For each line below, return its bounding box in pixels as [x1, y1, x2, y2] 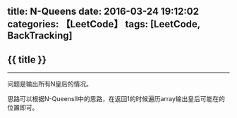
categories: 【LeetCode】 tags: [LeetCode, [7, 18, 201, 30]
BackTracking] [7, 29, 73, 41]
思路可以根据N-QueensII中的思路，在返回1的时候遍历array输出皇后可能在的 [7, 95, 226, 103]
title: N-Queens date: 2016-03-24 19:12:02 [7, 6, 200, 18]
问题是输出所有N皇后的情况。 [7, 80, 93, 88]
